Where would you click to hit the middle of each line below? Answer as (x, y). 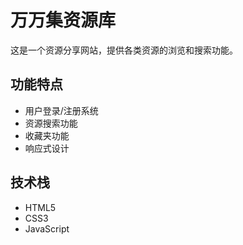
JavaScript (47, 228)
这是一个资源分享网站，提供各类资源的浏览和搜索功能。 (124, 50)
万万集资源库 (63, 20)
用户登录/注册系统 (61, 110)
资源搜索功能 (51, 123)
